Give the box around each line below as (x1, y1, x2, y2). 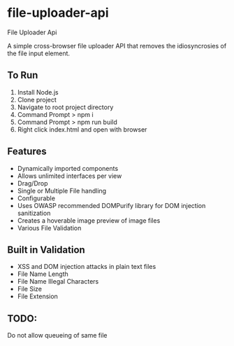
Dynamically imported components (17, 164, 119, 172)
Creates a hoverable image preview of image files (17, 216, 161, 225)
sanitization (17, 209, 51, 217)
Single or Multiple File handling (17, 186, 107, 195)
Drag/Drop (17, 179, 48, 187)
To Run (7, 69, 38, 81)
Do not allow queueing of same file (7, 331, 108, 340)
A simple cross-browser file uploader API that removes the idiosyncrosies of (7, 41, 227, 50)
